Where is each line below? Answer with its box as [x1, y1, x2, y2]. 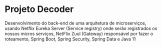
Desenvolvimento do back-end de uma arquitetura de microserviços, [4, 20, 146, 26]
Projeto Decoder [4, 3, 74, 15]
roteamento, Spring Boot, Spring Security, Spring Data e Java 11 [4, 36, 136, 42]
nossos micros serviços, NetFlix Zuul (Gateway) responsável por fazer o [4, 30, 153, 36]
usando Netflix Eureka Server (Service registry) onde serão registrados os [4, 25, 157, 31]
